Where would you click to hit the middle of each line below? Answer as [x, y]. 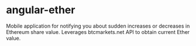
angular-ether [41, 10]
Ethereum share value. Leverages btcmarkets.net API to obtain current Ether [98, 32]
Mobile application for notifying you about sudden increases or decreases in [98, 26]
